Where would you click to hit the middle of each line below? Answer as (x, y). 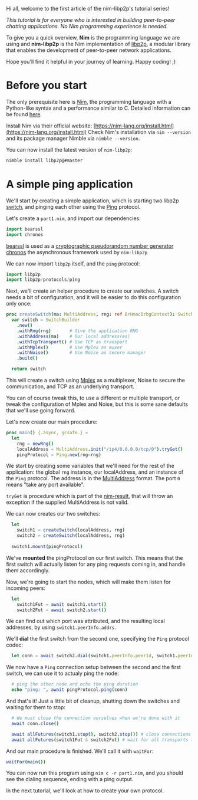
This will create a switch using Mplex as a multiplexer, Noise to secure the (96, 380)
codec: (15, 645)
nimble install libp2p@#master (44, 160)
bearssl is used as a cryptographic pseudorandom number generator (90, 246)
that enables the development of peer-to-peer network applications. (89, 50)
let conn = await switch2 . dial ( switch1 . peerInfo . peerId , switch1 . (95, 656)
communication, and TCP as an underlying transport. (70, 386)
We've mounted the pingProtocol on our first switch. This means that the (95, 558)
